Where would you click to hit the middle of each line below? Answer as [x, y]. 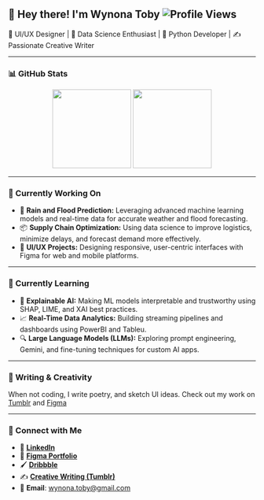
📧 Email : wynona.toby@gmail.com [75, 488]
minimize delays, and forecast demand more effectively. [110, 239]
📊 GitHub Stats [38, 73]
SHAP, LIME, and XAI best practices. [79, 309]
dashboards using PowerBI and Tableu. [83, 329]
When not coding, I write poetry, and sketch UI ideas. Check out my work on [132, 394]
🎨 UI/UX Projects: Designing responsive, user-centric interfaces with [131, 247]
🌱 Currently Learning [49, 283]
